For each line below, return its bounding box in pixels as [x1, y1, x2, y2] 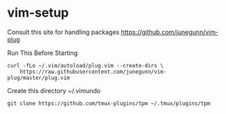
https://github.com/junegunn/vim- [121, 28, 219, 36]
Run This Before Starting [7, 49, 78, 57]
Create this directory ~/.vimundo [7, 86, 101, 95]
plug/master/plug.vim [7, 74, 70, 81]
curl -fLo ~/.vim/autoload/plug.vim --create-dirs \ [7, 62, 164, 69]
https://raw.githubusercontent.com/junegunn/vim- [20, 68, 167, 75]
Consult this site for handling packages [7, 28, 120, 36]
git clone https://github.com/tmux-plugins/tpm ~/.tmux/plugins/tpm [7, 99, 211, 107]
